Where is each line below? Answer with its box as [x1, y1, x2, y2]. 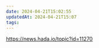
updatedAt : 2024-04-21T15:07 [6, 14, 77, 20]
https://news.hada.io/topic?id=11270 [6, 36, 93, 43]
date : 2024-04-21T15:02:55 [6, 8, 72, 15]
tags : [6, 19, 19, 25]
